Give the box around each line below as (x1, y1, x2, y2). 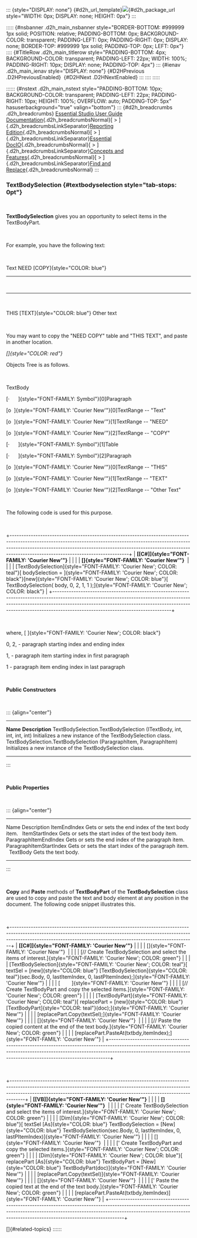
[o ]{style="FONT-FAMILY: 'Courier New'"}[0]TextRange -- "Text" (6, 407, 166, 414)
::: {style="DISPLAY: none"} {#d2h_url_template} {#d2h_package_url (6, 6, 175, 13)
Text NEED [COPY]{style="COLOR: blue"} (6, 265, 107, 272)
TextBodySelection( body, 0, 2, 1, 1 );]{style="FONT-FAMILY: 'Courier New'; (6, 581, 188, 589)
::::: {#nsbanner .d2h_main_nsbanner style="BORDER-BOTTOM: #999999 (6, 24, 185, 31)
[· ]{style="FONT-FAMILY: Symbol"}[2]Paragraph (6, 452, 132, 459)
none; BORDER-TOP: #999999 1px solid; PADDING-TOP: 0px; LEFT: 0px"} (6, 43, 184, 49)
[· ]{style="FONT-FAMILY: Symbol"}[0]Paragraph (6, 395, 132, 402)
